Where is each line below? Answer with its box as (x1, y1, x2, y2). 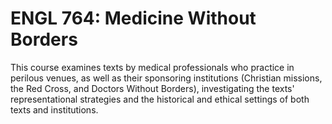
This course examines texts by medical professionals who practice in (10, 61, 295, 73)
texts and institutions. (10, 103, 99, 116)
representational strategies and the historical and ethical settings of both (10, 93, 310, 105)
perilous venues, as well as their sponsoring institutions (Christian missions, (10, 72, 323, 84)
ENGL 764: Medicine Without (10, 7, 257, 30)
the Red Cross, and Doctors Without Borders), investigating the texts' (10, 82, 295, 94)
